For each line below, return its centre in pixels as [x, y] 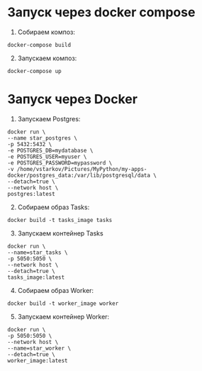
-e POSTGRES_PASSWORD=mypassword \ [60, 163]
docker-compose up [34, 71]
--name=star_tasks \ [38, 253]
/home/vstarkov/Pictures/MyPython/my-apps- [82, 169]
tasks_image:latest [36, 277]
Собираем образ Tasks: [54, 207]
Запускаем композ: [47, 58]
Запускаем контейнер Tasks [61, 233]
